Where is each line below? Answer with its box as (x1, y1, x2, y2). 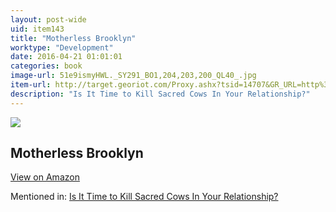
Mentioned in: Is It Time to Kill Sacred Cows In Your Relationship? (10, 191, 279, 203)
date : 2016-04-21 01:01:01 (10, 52, 123, 62)
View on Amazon (10, 171, 80, 183)
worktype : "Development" (10, 42, 114, 53)
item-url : (10, 80, 52, 90)
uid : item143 (10, 24, 65, 34)
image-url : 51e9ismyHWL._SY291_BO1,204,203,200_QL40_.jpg (10, 71, 257, 81)
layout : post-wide (10, 14, 87, 25)
